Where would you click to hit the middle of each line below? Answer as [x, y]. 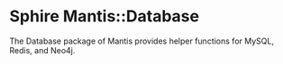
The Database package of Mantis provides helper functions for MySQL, [142, 41]
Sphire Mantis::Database [105, 16]
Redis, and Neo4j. [42, 50]
